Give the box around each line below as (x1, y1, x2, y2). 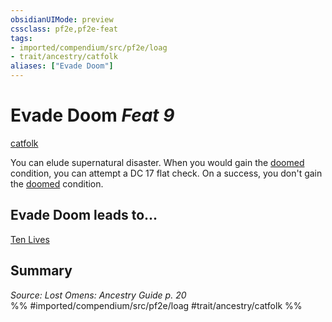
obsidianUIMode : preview (10, 14, 114, 25)
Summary (10, 262, 73, 280)
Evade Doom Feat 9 (10, 104, 175, 127)
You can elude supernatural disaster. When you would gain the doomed (10, 156, 305, 168)
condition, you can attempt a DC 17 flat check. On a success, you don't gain (10, 167, 323, 179)
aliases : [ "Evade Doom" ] (10, 61, 114, 71)
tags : (10, 33, 33, 43)
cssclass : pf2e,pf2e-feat (10, 24, 118, 34)
